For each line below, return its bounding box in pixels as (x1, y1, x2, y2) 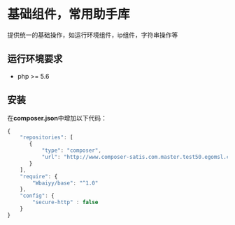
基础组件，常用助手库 (7, 6, 131, 22)
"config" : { (20, 192, 55, 199)
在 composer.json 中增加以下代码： (7, 114, 107, 122)
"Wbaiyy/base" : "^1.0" (32, 179, 99, 187)
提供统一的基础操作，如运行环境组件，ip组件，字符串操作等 (7, 31, 178, 39)
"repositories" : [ (20, 134, 73, 141)
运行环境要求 (7, 53, 63, 65)
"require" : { (20, 173, 58, 180)
